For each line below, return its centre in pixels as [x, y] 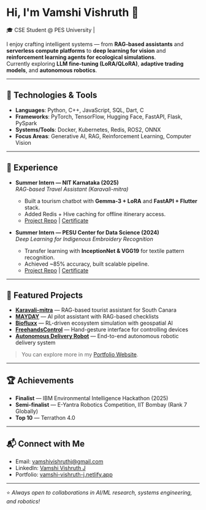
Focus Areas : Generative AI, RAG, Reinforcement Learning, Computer [103, 136]
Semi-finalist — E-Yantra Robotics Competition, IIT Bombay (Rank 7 [101, 405]
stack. [32, 207]
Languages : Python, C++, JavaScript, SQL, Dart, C [79, 110]
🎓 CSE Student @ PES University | [51, 29]
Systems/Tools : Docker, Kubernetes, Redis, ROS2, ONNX [88, 129]
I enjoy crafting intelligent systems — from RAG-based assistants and [95, 44]
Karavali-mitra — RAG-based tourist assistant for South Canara [96, 310]
